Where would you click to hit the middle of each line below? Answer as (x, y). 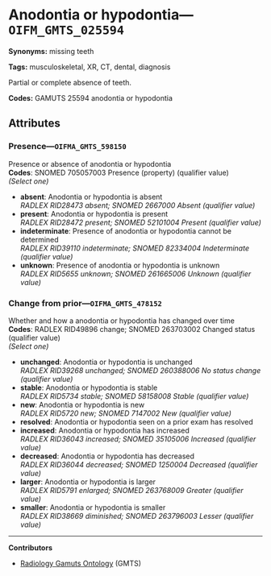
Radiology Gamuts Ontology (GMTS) (81, 563)
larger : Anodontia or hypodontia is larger (88, 482)
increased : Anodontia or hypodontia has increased (104, 430)
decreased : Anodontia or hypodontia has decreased (107, 456)
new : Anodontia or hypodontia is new (82, 404)
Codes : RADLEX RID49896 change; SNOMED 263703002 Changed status (132, 329)
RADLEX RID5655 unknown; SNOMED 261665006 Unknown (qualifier (135, 273)
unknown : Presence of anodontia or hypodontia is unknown (120, 265)
